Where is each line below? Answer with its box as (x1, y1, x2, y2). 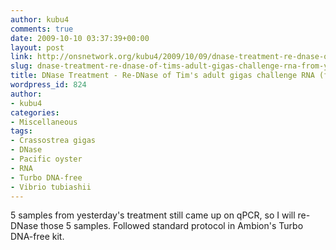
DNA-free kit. (10, 231, 65, 243)
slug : (10, 61, 33, 71)
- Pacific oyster (10, 154, 83, 164)
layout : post (10, 42, 65, 53)
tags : (10, 126, 33, 136)
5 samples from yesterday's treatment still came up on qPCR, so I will (10, 209, 296, 221)
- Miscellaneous (10, 117, 78, 127)
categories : (10, 107, 60, 118)
